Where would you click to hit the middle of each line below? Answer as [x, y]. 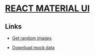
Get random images [32, 38]
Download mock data [33, 47]
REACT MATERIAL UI [47, 9]
